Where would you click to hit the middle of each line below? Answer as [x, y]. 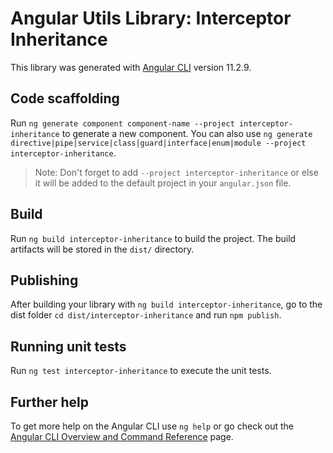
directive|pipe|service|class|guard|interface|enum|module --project [158, 143]
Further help [50, 402]
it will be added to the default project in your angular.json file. [163, 183]
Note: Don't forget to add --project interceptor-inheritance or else [176, 172]
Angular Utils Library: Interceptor [151, 18]
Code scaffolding [65, 98]
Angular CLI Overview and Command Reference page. [122, 436]
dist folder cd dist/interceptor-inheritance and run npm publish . [146, 315]
